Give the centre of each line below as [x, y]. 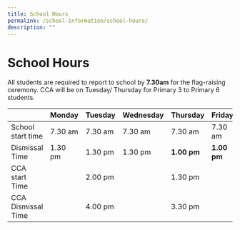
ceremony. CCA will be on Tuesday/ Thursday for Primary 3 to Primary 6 [114, 90]
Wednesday [143, 115]
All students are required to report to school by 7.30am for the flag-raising [117, 82]
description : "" [31, 27]
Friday [222, 115]
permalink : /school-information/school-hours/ [78, 21]
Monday [64, 115]
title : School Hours [38, 14]
